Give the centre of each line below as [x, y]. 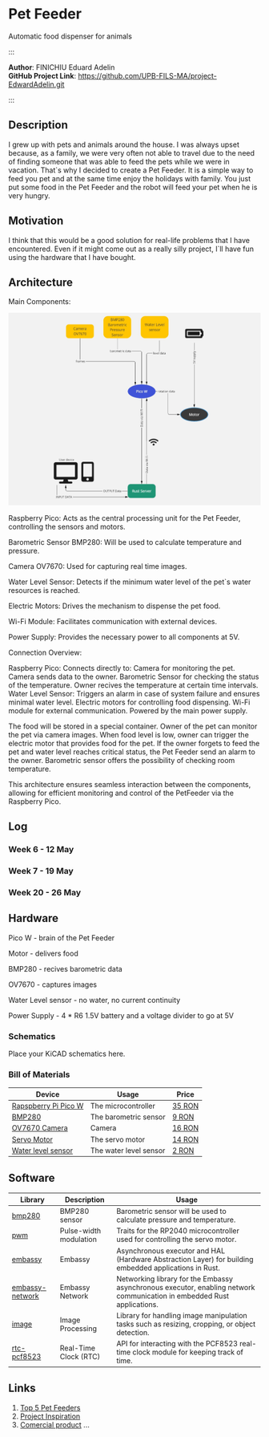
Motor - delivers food [43, 953]
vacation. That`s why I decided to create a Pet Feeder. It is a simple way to [131, 170]
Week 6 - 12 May [41, 849]
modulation [78, 1240]
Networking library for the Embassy [175, 1279]
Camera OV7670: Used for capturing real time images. [98, 566]
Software [32, 1177]
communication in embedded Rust [173, 1296]
